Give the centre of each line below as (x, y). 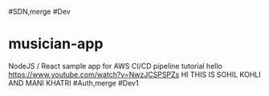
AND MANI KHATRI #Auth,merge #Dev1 (73, 82)
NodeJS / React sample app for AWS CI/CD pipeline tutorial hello (115, 66)
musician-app (56, 44)
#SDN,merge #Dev (39, 12)
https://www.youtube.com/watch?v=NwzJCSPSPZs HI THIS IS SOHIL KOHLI (134, 74)
